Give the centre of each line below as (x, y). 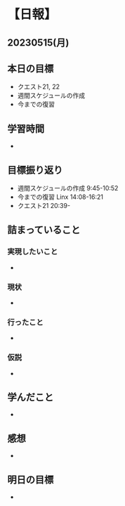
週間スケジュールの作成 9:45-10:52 (68, 188)
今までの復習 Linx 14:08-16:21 (60, 197)
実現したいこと (33, 252)
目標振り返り (35, 170)
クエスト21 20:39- (44, 206)
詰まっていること (44, 230)
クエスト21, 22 (39, 87)
